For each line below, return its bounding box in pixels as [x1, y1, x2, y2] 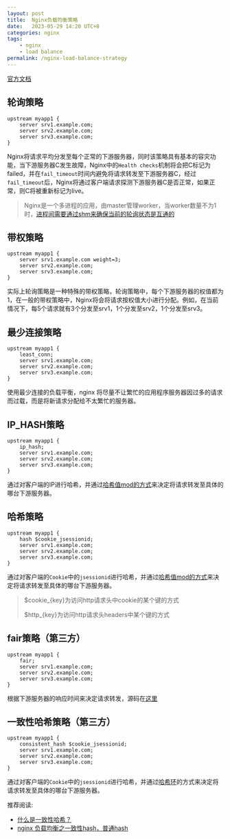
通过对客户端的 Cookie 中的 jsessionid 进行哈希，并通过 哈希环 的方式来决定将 [7, 778, 219, 786]
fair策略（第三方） [7, 633, 86, 645]
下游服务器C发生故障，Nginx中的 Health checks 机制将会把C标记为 [25, 161, 211, 169]
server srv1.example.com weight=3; [19, 256, 122, 263]
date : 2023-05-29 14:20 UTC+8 [7, 23, 100, 30]
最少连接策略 [7, 326, 62, 338]
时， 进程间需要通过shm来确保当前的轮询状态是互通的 [23, 210, 175, 218]
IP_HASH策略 [7, 418, 65, 430]
